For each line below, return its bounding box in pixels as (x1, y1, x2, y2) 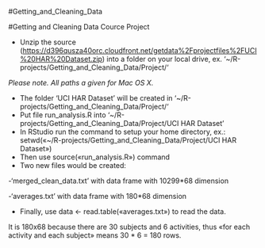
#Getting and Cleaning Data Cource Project (8, 22, 150, 31)
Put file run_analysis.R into (19, 110, 106, 120)
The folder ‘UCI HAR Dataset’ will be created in (19, 93, 173, 102)
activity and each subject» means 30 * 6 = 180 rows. (8, 231, 182, 240)
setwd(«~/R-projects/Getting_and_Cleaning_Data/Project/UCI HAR (19, 135, 236, 145)
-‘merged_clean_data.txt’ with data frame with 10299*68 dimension (8, 176, 229, 185)
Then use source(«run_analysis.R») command (19, 152, 171, 162)
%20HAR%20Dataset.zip (19, 55, 103, 63)
